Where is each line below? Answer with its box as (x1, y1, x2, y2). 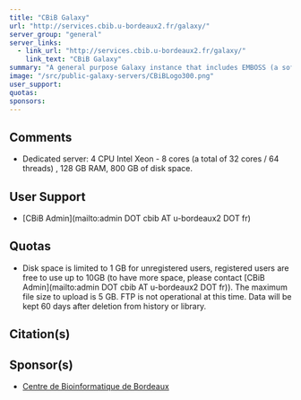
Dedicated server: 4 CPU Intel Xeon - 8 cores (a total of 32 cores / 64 (21, 153, 279, 164)
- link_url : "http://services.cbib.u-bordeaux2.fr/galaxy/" (17, 47, 246, 56)
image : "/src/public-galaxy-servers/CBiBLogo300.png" (9, 72, 215, 81)
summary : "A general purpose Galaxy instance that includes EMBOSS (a (9, 64, 279, 73)
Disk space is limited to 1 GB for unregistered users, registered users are (21, 262, 289, 274)
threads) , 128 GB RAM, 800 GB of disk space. (21, 163, 193, 174)
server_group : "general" (9, 30, 102, 39)
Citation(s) (9, 326, 71, 342)
